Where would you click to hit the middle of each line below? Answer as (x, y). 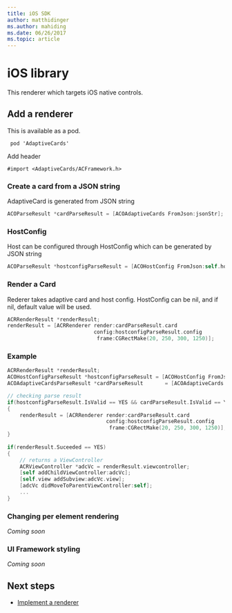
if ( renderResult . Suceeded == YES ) (57, 447)
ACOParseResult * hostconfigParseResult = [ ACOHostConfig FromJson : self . (114, 266)
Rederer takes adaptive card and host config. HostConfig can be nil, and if (113, 299)
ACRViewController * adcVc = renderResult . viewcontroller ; (105, 467)
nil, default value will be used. (49, 306)
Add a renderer (40, 114)
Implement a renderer (48, 603)
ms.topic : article (33, 39)
